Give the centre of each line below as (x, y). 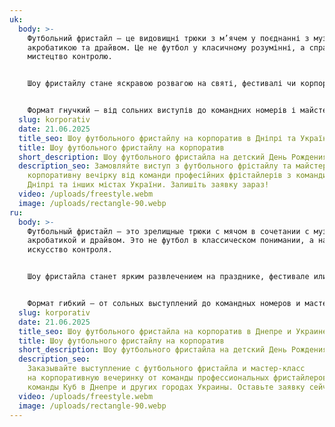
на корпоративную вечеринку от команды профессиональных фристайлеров (177, 378)
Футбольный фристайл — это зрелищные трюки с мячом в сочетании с (168, 231)
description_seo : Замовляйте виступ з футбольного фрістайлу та (155, 166)
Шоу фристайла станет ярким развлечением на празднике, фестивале (168, 277)
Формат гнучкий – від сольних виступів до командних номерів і (162, 111)
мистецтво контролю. (70, 57)
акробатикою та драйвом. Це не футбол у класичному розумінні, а (166, 47)
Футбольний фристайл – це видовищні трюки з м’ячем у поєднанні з (168, 38)
